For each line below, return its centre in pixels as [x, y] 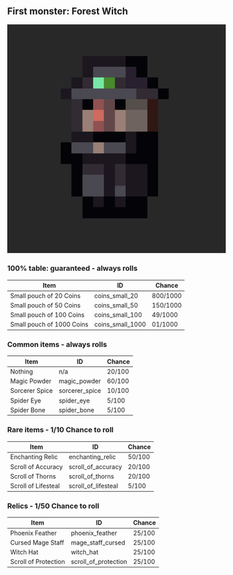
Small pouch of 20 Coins [45, 295]
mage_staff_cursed [98, 542]
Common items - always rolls [57, 344]
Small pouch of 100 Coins [47, 315]
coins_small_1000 [120, 324]
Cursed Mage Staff [37, 542]
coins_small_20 [116, 295]
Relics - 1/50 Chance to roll [53, 506]
